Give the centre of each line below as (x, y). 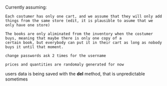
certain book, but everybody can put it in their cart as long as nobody (84, 42)
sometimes (16, 79)
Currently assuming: (26, 7)
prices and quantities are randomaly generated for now (64, 64)
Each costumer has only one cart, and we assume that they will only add (84, 16)
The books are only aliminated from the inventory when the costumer (79, 34)
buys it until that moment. (34, 47)
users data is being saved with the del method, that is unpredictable (75, 74)
